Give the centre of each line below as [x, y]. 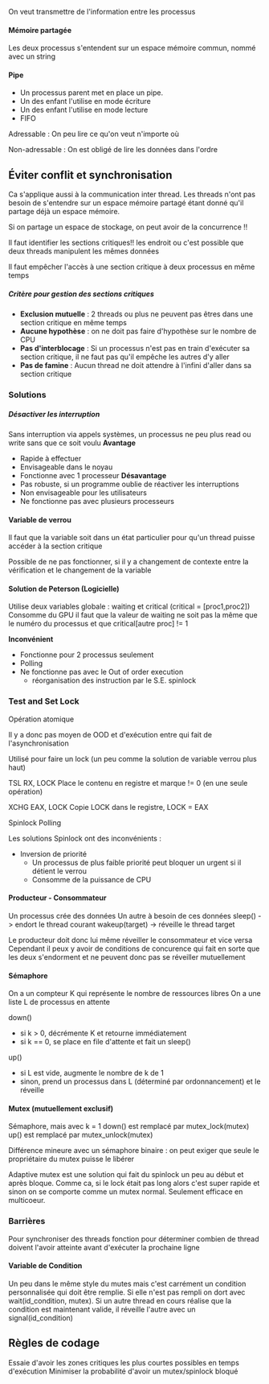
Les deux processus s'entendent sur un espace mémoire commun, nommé [132, 48]
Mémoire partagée [40, 30]
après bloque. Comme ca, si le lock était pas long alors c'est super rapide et [134, 1184]
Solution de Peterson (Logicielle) [64, 589]
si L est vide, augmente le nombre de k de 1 [92, 1073]
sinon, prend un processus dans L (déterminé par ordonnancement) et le [140, 1081]
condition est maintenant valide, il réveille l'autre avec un [102, 1309]
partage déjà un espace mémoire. [64, 212]
